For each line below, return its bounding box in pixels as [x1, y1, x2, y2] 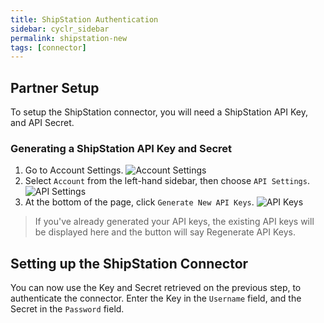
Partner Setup [10, 79, 100, 96]
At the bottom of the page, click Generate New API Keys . [24, 196, 255, 208]
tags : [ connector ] [10, 42, 87, 53]
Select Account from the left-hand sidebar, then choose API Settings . [24, 175, 310, 187]
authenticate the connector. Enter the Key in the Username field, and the [10, 292, 302, 305]
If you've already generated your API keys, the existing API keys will [34, 216, 315, 228]
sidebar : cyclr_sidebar [10, 24, 110, 34]
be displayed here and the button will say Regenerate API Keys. [34, 226, 296, 238]
